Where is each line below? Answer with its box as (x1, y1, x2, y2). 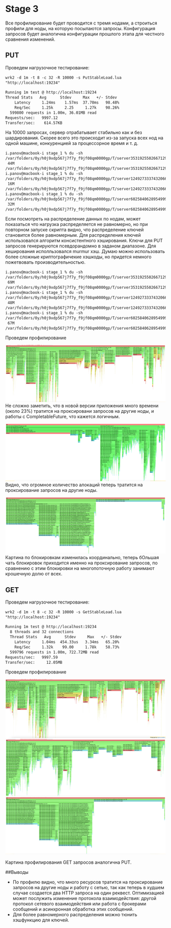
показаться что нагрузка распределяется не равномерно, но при (5, 221, 148, 227)
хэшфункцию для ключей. (12, 917, 70, 923)
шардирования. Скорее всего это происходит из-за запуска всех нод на (5, 135, 164, 141)
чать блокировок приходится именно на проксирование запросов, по (5, 560, 158, 566)
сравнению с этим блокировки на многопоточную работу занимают (5, 565, 155, 571)
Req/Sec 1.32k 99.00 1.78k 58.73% (14, 645, 120, 650)
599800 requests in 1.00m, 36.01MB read (10, 110, 97, 115)
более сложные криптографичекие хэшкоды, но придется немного (5, 254, 152, 260)
